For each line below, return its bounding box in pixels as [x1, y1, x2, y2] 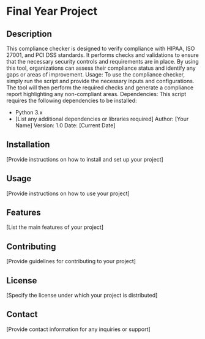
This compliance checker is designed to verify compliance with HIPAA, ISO [6, 45, 195, 52]
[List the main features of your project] [6, 223, 104, 231]
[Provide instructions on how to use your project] [6, 190, 130, 197]
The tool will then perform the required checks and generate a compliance [6, 84, 194, 91]
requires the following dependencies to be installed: [6, 97, 137, 104]
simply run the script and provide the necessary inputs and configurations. [6, 78, 195, 84]
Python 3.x [15, 109, 43, 116]
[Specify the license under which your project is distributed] [6, 292, 158, 299]
